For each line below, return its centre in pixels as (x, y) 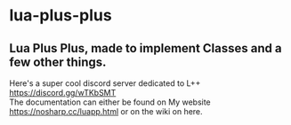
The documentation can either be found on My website (110, 102)
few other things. (58, 62)
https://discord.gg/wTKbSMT (63, 93)
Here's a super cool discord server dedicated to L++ (105, 83)
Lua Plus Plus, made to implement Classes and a (145, 48)
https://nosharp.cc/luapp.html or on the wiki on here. (106, 111)
